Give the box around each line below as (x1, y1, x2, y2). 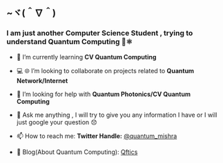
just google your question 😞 (16, 117, 97, 126)
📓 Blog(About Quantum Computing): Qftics (16, 148, 138, 156)
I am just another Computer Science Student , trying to (6, 28, 193, 38)
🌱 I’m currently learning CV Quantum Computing (16, 52, 157, 61)
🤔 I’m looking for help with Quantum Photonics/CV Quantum (16, 90, 191, 98)
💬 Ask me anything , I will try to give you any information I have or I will (16, 111, 217, 119)
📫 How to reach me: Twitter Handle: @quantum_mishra (16, 131, 177, 140)
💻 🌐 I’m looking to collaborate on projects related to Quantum (16, 66, 195, 75)
